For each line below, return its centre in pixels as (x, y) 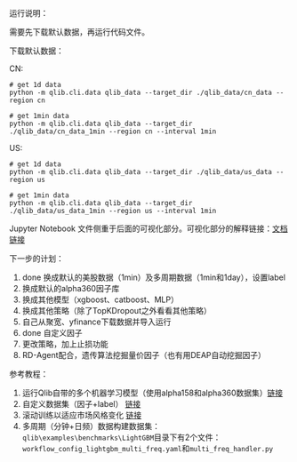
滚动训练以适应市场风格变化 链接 (82, 415)
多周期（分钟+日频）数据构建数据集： (91, 426)
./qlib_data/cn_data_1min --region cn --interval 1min (113, 131)
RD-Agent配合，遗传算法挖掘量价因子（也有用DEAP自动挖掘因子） (144, 355)
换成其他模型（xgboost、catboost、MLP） (100, 299)
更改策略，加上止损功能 (65, 344)
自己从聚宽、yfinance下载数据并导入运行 (96, 322)
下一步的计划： (36, 259)
